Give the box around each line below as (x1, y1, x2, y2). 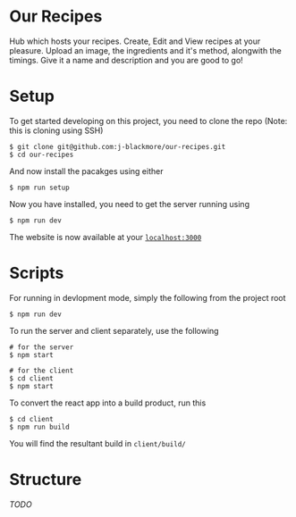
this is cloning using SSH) (9, 125, 104, 136)
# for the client (9, 366, 74, 375)
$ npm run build (9, 422, 70, 431)
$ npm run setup (9, 183, 70, 192)
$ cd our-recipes (9, 150, 74, 159)
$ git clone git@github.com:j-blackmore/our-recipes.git (9, 142, 226, 151)
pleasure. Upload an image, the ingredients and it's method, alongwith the (9, 45, 282, 55)
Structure (9, 470, 82, 489)
